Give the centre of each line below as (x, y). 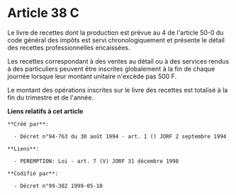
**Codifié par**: (33, 173)
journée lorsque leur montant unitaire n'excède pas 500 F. (92, 76)
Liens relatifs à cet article (45, 111)
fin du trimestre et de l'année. (51, 97)
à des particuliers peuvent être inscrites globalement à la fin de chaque (111, 69)
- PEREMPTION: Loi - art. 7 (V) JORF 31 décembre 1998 (96, 161)
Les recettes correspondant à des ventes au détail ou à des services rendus (118, 61)
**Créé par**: (28, 124)
